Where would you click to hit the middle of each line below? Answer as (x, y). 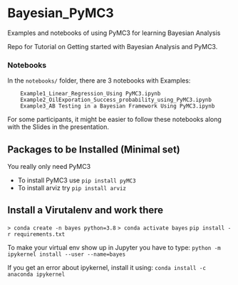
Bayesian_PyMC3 (61, 13)
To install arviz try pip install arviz (72, 188)
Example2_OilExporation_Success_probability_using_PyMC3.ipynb (116, 100)
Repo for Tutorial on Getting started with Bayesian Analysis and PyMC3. (113, 46)
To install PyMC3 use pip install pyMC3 (77, 180)
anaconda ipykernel (36, 274)
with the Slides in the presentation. (58, 127)
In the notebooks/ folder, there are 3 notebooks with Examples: (99, 81)
